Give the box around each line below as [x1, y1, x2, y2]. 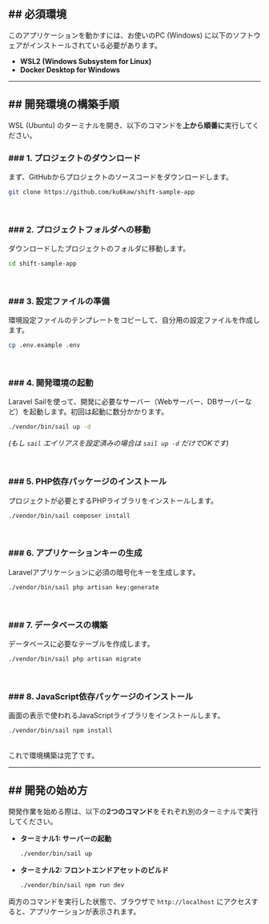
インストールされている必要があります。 [29, 40, 162, 50]
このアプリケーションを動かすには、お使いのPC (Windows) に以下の [8, 30, 233, 40]
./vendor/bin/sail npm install [8, 727, 113, 735]
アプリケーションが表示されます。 [29, 906, 141, 916]
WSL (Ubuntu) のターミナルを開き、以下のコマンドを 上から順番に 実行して [8, 120, 253, 130]
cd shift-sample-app [8, 259, 78, 268]
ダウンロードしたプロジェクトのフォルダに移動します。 [8, 243, 191, 254]
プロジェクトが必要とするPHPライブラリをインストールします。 [8, 496, 219, 505]
